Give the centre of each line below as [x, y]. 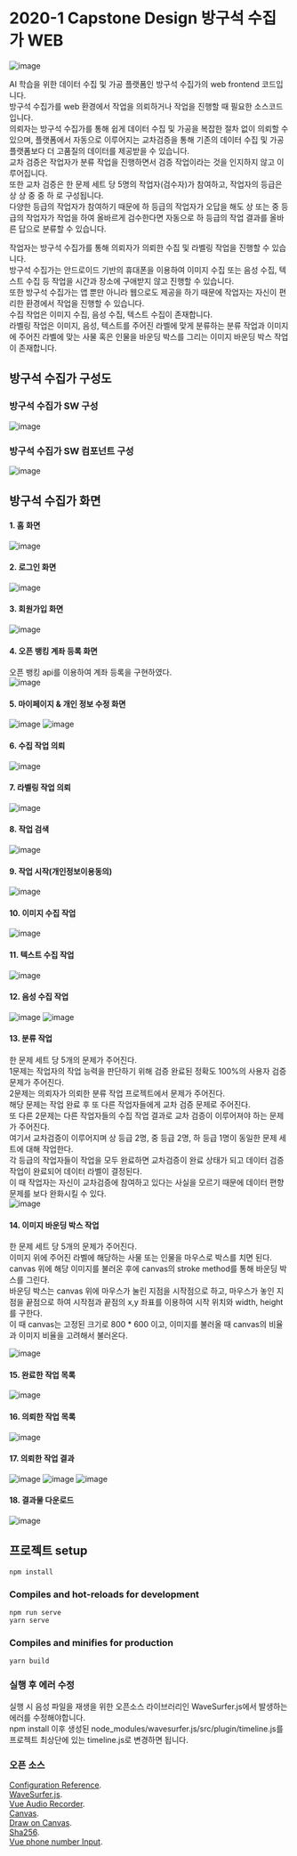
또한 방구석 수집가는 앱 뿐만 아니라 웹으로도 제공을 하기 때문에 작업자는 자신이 [143, 292]
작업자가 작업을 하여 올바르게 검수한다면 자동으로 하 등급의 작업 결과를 [147, 217]
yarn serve [29, 1621]
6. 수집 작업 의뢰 [37, 745]
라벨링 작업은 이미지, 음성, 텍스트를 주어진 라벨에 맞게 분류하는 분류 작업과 [137, 325]
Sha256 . [24, 1832]
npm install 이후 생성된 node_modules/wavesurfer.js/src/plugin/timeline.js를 [146, 1729]
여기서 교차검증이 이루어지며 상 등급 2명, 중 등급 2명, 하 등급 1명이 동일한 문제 [143, 1138]
